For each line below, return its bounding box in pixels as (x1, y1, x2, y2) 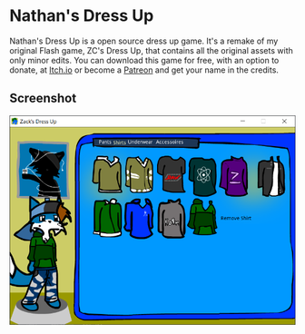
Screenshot (9, 91, 77, 106)
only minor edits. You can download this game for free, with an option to (9, 54, 280, 65)
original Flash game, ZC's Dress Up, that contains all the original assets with (9, 44, 293, 55)
